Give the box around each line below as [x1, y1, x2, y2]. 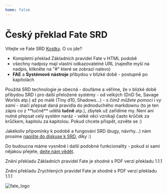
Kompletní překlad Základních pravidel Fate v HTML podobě [12, 55, 137, 61]
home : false [5, 7, 30, 13]
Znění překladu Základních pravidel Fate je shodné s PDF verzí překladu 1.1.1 [5, 158, 162, 164]
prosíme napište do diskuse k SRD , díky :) [5, 133, 92, 139]
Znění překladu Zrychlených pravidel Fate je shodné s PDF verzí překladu [5, 167, 157, 173]
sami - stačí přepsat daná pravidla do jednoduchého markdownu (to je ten [5, 102, 159, 108]
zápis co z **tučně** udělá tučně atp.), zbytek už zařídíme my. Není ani [5, 107, 154, 113]
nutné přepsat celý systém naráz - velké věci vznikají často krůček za [5, 113, 149, 119]
